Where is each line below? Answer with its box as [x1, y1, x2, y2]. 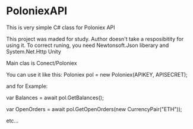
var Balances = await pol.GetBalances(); [6, 94, 104, 101]
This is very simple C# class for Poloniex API [6, 24, 115, 31]
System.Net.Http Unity [6, 48, 61, 55]
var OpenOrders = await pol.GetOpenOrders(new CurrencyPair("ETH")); [6, 105, 182, 112]
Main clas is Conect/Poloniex [6, 59, 77, 67]
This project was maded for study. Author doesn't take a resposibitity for [6, 35, 184, 42]
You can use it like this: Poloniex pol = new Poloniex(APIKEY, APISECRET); [6, 71, 188, 78]
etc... [6, 117, 19, 124]
